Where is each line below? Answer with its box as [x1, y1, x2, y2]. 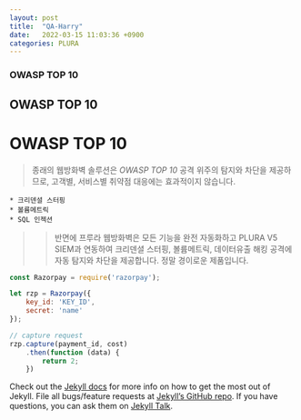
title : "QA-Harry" [9, 22, 84, 31]
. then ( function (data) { [25, 347, 120, 357]
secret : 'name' [25, 306, 84, 315]
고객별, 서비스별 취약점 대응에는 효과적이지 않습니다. [51, 175, 236, 186]
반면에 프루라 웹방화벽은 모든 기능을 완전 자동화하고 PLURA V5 [54, 232, 278, 243]
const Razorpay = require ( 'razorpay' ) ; [9, 273, 161, 282]
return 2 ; [42, 356, 79, 365]
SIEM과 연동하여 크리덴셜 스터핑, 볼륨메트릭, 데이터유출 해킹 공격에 [54, 243, 293, 255]
